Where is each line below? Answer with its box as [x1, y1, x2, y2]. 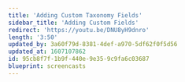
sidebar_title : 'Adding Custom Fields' [8, 19, 139, 27]
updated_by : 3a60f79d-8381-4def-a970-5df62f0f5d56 [8, 41, 178, 48]
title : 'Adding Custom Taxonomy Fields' [8, 11, 143, 20]
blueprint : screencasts [8, 62, 87, 70]
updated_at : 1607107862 [8, 48, 87, 55]
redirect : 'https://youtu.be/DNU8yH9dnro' [8, 26, 150, 34]
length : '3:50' [8, 33, 58, 41]
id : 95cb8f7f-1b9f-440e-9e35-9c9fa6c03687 [8, 55, 150, 63]
